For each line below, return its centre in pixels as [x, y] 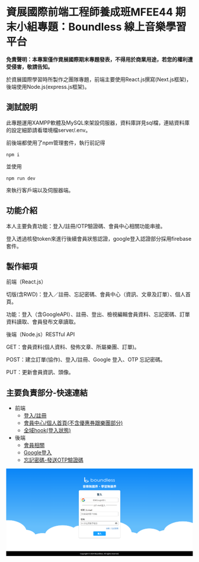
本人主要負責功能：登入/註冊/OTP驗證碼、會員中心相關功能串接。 [86, 226]
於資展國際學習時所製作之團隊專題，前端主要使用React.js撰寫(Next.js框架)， [99, 79]
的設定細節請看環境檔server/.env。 [49, 130]
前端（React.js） [26, 282]
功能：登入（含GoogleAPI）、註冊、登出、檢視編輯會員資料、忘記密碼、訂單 [98, 314]
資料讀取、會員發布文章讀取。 [42, 322]
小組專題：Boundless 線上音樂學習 [102, 27]
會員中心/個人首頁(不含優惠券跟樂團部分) [73, 423]
